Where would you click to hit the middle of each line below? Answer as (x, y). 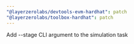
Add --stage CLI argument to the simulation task (67, 34)
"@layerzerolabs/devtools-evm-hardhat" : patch (67, 12)
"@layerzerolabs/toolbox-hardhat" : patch (60, 17)
